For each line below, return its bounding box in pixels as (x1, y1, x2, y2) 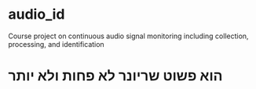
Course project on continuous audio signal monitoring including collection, (8, 31, 249, 41)
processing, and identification (8, 39, 104, 48)
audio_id (8, 5, 65, 23)
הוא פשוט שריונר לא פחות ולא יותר (8, 67, 223, 85)
